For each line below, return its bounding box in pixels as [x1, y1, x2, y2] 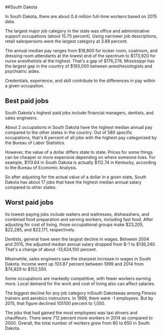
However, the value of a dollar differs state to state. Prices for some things [5, 149, 153, 155]
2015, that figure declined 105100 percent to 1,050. [5, 300, 105, 306]
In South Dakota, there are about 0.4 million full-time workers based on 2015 [5, 14, 157, 19]
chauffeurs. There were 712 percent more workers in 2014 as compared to [5, 315, 153, 320]
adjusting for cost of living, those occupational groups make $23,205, [5, 222, 144, 227]
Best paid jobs [5, 97, 49, 105]
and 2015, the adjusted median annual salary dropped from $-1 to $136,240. [5, 241, 156, 247]
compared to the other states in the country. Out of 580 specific [5, 129, 133, 135]
